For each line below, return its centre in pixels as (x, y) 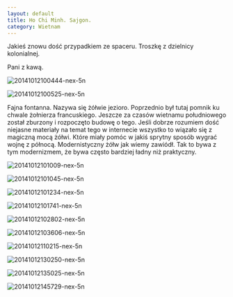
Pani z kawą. (25, 67)
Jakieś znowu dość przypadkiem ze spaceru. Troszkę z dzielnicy (101, 47)
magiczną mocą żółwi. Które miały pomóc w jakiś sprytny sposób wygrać (112, 137)
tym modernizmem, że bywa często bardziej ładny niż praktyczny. (102, 152)
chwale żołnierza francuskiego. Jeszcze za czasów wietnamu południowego (117, 115)
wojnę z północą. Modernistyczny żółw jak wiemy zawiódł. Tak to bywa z (112, 145)
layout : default (31, 14)
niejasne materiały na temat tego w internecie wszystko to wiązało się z (110, 130)
